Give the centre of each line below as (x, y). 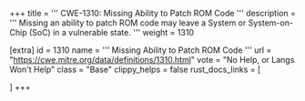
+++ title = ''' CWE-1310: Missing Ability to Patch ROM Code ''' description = (152, 13)
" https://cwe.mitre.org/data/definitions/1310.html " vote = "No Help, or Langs (152, 60)
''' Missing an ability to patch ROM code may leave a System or (128, 23)
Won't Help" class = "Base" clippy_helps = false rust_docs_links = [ (135, 69)
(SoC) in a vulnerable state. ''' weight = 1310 (111, 32)
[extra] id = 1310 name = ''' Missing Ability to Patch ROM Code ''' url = (141, 50)
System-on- (271, 23)
